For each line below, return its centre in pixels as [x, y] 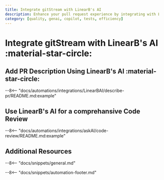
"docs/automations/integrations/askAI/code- [64, 131]
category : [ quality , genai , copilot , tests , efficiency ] [64, 19]
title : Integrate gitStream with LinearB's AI [53, 10]
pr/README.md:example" [31, 96]
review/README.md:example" [35, 136]
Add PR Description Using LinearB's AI [65, 71]
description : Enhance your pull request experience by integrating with [81, 14]
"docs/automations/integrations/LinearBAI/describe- [72, 90]
